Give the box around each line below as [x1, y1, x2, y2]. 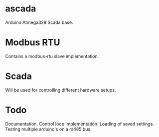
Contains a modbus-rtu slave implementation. [5, 53, 99, 59]
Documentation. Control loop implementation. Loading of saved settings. [5, 121, 155, 127]
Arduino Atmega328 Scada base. [5, 19, 73, 25]
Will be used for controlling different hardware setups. [5, 87, 116, 93]
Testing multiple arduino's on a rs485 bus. [5, 126, 92, 132]
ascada [5, 3, 36, 14]
